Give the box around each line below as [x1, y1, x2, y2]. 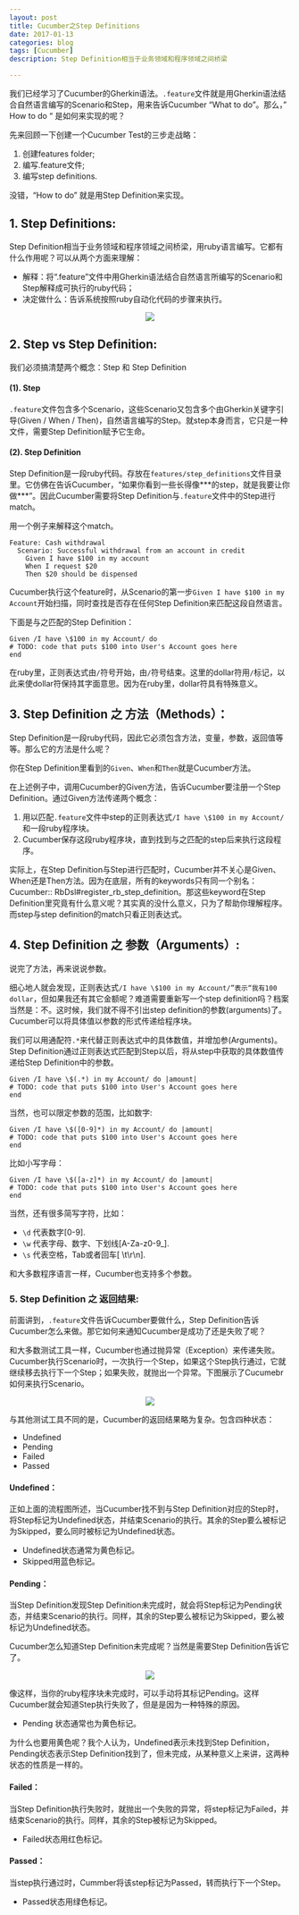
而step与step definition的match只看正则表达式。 [9, 908, 187, 919]
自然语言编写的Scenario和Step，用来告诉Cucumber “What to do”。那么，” [16, 99, 287, 110]
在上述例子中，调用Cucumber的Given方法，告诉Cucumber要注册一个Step [9, 781, 281, 792]
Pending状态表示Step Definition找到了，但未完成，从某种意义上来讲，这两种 [9, 1749, 290, 1759]
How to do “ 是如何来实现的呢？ [9, 111, 126, 121]
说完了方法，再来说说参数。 [9, 963, 112, 974]
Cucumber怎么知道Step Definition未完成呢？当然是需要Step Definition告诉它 [9, 1641, 290, 1652]
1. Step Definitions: [9, 216, 117, 232]
